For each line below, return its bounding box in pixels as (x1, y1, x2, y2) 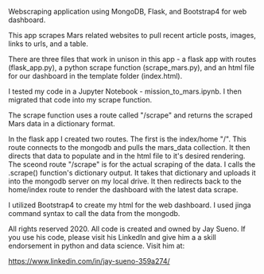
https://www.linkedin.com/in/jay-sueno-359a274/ (8, 257, 170, 265)
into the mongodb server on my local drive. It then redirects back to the (8, 176, 242, 186)
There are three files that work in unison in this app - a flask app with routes (8, 55, 257, 64)
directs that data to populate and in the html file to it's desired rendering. (8, 151, 246, 160)
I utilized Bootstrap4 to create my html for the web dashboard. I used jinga (8, 200, 252, 210)
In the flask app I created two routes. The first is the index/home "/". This (8, 134, 247, 144)
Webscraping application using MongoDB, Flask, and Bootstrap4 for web (8, 7, 247, 16)
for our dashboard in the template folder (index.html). (8, 71, 183, 80)
